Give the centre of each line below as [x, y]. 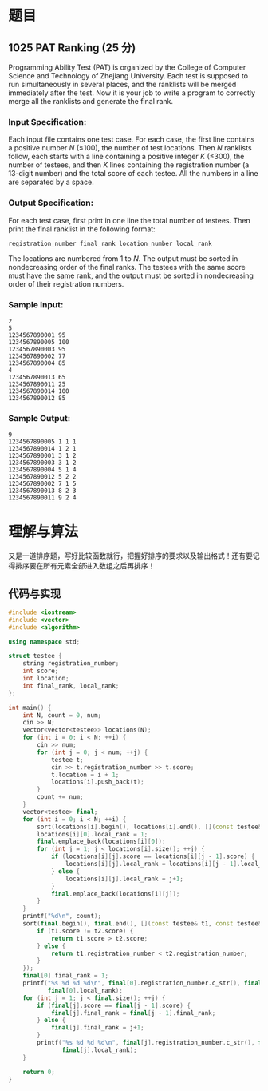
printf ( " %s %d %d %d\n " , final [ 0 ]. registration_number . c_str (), [132, 983]
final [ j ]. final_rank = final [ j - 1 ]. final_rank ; [133, 1013]
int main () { [30, 708]
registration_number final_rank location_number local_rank [110, 243]
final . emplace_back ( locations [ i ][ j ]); [115, 894]
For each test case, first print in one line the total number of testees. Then [129, 220]
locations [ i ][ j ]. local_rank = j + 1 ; [124, 879]
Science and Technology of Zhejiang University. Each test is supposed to [128, 76]
